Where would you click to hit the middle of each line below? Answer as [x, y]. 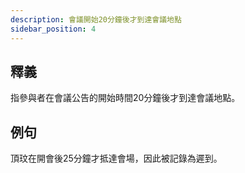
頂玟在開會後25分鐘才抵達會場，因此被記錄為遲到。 [116, 158]
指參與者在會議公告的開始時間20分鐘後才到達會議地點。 [125, 98]
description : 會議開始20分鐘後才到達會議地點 [96, 19]
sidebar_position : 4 [53, 29]
